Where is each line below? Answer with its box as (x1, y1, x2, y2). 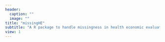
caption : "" (9, 12, 34, 16)
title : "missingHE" (5, 20, 45, 26)
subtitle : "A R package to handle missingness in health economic (5, 25, 144, 30)
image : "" (9, 16, 29, 21)
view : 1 (5, 29, 21, 34)
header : (5, 7, 21, 12)
